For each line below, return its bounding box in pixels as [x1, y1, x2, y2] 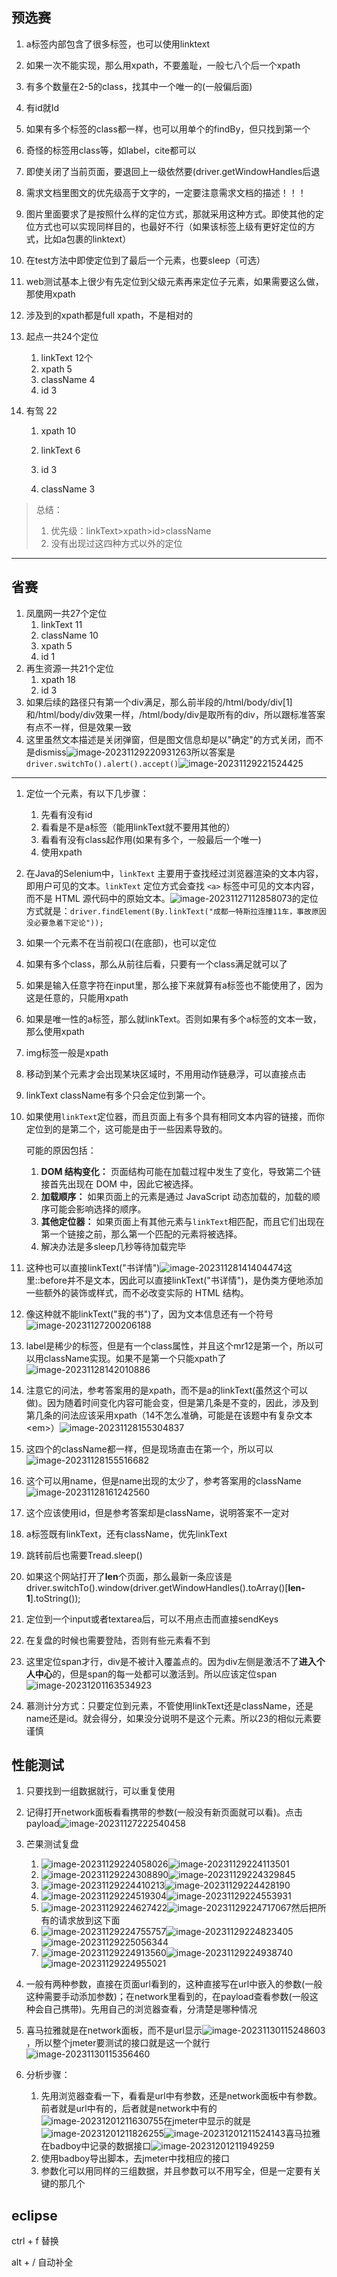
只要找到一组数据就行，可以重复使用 [25, 1785, 176, 1797]
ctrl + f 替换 [11, 2235, 59, 2247]
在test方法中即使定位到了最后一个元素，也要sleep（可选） [25, 254, 266, 266]
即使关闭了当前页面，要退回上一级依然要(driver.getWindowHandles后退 [25, 165, 321, 177]
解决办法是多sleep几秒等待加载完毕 [40, 1240, 187, 1252]
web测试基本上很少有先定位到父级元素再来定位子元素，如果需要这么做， [25, 275, 324, 287]
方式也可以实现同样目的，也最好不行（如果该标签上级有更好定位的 [34, 220, 307, 232]
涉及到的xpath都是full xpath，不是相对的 [25, 309, 194, 321]
